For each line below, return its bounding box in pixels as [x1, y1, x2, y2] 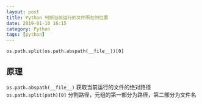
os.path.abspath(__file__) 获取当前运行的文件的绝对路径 [6, 83, 151, 91]
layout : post [6, 9, 40, 15]
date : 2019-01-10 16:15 [6, 20, 67, 26]
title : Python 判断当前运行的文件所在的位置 [6, 15, 109, 21]
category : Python [6, 26, 51, 32]
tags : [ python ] [6, 32, 45, 38]
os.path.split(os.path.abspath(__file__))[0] [6, 48, 124, 55]
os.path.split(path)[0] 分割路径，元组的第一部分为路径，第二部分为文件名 [6, 91, 197, 98]
